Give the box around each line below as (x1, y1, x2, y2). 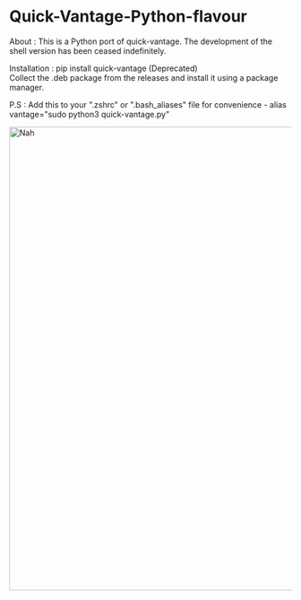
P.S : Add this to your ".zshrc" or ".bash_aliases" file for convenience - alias (9, 99, 287, 109)
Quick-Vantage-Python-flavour (9, 6, 248, 27)
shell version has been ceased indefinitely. (9, 45, 167, 56)
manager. (9, 82, 45, 92)
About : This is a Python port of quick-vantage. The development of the (9, 36, 273, 47)
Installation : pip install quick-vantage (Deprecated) (9, 63, 199, 74)
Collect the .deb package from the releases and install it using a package (9, 72, 279, 83)
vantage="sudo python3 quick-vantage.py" (9, 109, 170, 119)
